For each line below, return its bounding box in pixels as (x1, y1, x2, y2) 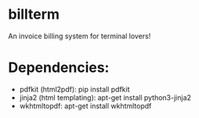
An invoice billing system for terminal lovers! (8, 31, 151, 41)
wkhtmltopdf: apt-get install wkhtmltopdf (19, 101, 152, 110)
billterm (8, 5, 60, 23)
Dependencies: (8, 59, 110, 77)
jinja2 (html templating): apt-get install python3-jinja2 (19, 92, 192, 102)
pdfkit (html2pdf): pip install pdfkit (19, 84, 131, 94)
